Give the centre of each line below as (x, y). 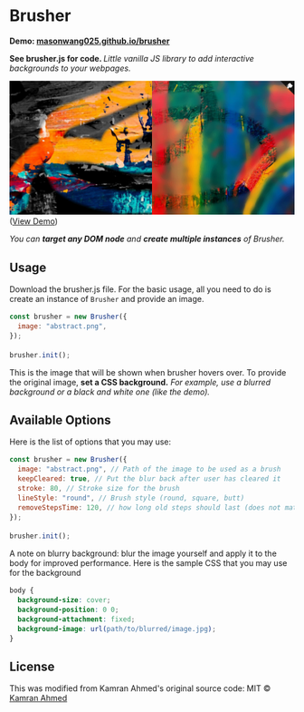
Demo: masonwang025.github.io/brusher (90, 41)
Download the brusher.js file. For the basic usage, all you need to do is (140, 289)
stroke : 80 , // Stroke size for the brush (99, 489)
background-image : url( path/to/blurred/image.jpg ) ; (117, 629)
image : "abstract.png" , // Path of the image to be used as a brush (149, 469)
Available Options (60, 419)
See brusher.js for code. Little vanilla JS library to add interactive (132, 58)
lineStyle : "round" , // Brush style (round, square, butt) (131, 498)
